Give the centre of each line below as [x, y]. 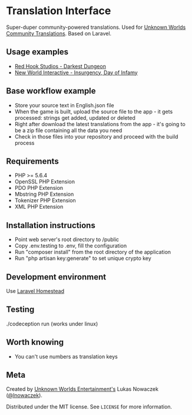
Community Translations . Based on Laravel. [59, 33]
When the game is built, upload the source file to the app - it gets [94, 111]
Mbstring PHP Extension [44, 194]
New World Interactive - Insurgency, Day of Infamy [76, 73]
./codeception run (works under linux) [52, 324]
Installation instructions [51, 225]
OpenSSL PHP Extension [45, 182]
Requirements [32, 161]
